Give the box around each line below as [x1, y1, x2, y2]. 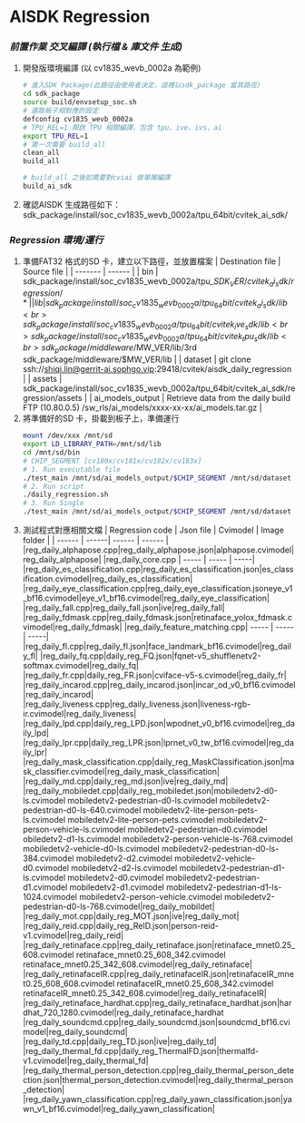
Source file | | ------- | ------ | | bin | [22, 266, 159, 278]
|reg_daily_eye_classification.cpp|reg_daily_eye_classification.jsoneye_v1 [22, 583, 293, 594]
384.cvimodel [22, 853, 74, 864]
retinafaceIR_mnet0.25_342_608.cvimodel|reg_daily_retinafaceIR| [22, 988, 268, 999]
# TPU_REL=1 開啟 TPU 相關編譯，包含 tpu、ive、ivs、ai [22, 122, 222, 132]
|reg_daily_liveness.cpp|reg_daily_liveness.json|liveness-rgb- [22, 698, 251, 709]
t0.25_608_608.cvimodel [22, 978, 115, 990]
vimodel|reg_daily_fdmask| [22, 621, 123, 632]
